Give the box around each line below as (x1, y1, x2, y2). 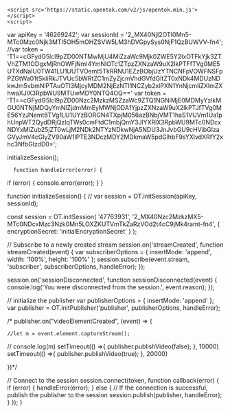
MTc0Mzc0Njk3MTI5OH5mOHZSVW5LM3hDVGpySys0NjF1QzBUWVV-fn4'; (7, 38, 223, 46)
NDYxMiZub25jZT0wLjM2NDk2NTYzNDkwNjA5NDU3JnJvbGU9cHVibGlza (7, 126, 220, 133)
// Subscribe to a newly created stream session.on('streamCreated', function (7, 241, 224, 249)
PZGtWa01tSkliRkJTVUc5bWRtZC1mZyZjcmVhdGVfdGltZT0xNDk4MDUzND (7, 74, 221, 82)
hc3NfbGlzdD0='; (7, 140, 57, 148)
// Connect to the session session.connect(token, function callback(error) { (7, 377, 220, 384)
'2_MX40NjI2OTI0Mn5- (126, 31, 192, 38)
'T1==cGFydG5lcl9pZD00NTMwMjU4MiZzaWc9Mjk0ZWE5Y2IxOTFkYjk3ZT (7, 52, 222, 60)
